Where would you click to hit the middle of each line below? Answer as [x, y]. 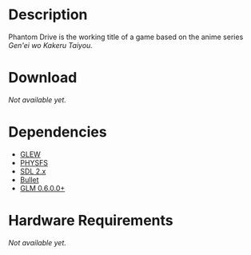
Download [43, 78]
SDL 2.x [33, 171]
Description [48, 15]
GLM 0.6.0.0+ [42, 188]
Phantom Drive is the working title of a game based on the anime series [126, 37]
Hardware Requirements [91, 221]
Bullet [29, 179]
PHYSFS [34, 162]
